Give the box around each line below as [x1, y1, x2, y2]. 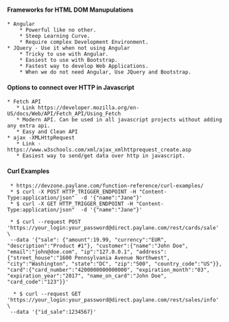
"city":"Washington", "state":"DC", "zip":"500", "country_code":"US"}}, [7, 260, 223, 267]
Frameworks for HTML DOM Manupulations [7, 5, 134, 14]
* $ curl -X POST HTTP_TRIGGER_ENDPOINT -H [10, 188, 136, 195]
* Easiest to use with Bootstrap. [19, 57, 118, 64]
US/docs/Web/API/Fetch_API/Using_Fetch [7, 111, 121, 117]
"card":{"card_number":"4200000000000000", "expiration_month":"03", [7, 266, 210, 273]
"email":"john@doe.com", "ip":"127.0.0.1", [7, 248, 134, 255]
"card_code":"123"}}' [7, 278, 69, 285]
